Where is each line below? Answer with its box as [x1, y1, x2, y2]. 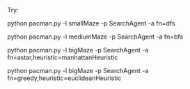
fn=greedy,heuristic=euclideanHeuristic [7, 74, 122, 82]
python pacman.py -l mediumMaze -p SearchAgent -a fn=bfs [7, 32, 184, 41]
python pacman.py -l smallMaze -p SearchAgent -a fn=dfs [7, 19, 175, 27]
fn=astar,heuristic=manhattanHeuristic [7, 53, 118, 61]
